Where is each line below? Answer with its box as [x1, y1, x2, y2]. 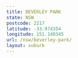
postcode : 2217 [6, 20, 45, 26]
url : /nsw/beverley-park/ [6, 37, 72, 43]
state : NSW [6, 14, 34, 21]
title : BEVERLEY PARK [6, 8, 62, 15]
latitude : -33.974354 [6, 25, 62, 32]
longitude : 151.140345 [6, 31, 64, 37]
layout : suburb [6, 43, 45, 49]
